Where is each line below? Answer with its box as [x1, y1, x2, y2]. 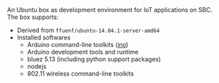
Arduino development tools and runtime [27, 48, 138, 56]
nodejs [27, 63, 46, 70]
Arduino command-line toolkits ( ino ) [27, 41, 128, 48]
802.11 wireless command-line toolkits [27, 69, 134, 78]
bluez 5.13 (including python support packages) [27, 55, 162, 63]
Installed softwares [16, 33, 71, 41]
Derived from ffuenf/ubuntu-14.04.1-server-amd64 [16, 27, 160, 34]
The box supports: [7, 13, 59, 21]
